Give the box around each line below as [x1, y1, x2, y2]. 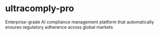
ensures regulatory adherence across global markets [5, 24, 113, 30]
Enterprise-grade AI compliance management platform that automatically [5, 19, 155, 25]
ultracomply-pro [5, 3, 74, 14]
